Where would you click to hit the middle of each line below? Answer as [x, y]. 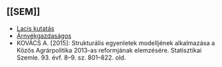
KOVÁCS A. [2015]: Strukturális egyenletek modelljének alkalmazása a [115, 43]
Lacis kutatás [35, 28]
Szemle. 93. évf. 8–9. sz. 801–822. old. [71, 57]
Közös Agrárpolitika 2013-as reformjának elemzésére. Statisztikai [109, 50]
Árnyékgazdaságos [44, 36]
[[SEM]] [23, 12]
